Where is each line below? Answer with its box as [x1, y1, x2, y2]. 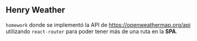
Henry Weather [5, 5, 65, 15]
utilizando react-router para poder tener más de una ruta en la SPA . [5, 28, 178, 35]
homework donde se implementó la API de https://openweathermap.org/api [5, 21, 191, 28]
